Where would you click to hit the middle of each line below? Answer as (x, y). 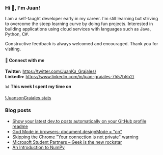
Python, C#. (17, 34)
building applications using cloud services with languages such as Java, (78, 29)
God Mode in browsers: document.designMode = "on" (67, 131)
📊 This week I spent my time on (38, 86)
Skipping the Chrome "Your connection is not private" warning (75, 137)
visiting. (13, 49)
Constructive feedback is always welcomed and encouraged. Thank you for (82, 44)
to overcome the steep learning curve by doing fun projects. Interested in (79, 24)
